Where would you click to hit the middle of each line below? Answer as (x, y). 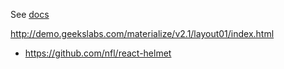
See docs (30, 14)
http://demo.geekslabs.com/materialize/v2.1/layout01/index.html (142, 33)
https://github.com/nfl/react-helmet (98, 53)
